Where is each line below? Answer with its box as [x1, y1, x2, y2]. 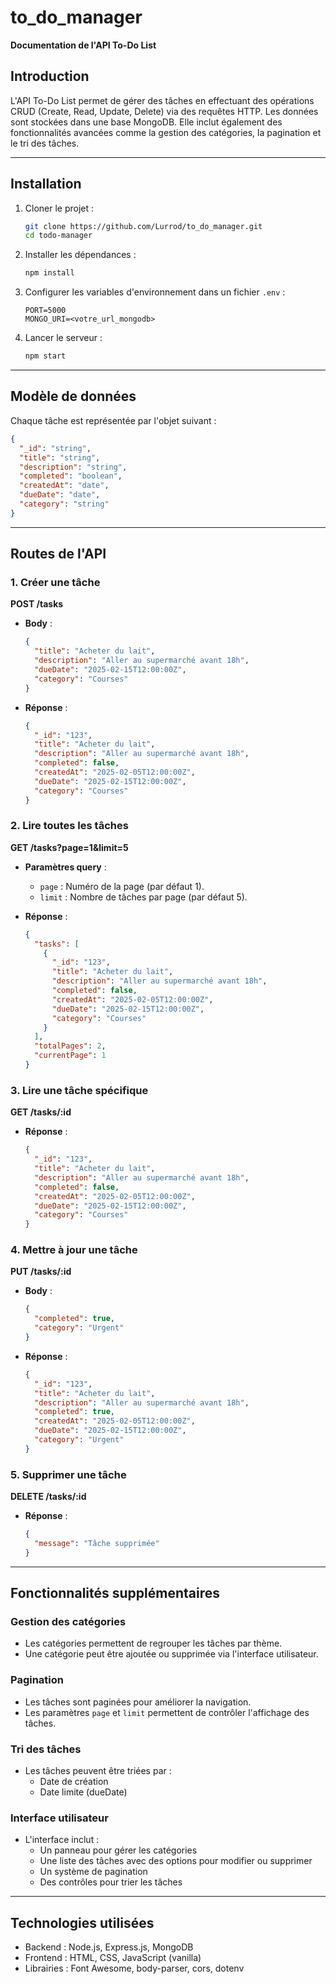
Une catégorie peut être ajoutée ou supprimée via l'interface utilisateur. [24, 1648, 319, 1660]
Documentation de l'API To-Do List [10, 39, 157, 51]
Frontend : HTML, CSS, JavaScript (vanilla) [24, 1952, 202, 1964]
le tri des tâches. [10, 137, 80, 149]
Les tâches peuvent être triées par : [24, 1765, 172, 1777]
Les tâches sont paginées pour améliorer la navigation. [24, 1696, 252, 1708]
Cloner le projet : [24, 202, 95, 214]
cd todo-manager [24, 231, 93, 241]
